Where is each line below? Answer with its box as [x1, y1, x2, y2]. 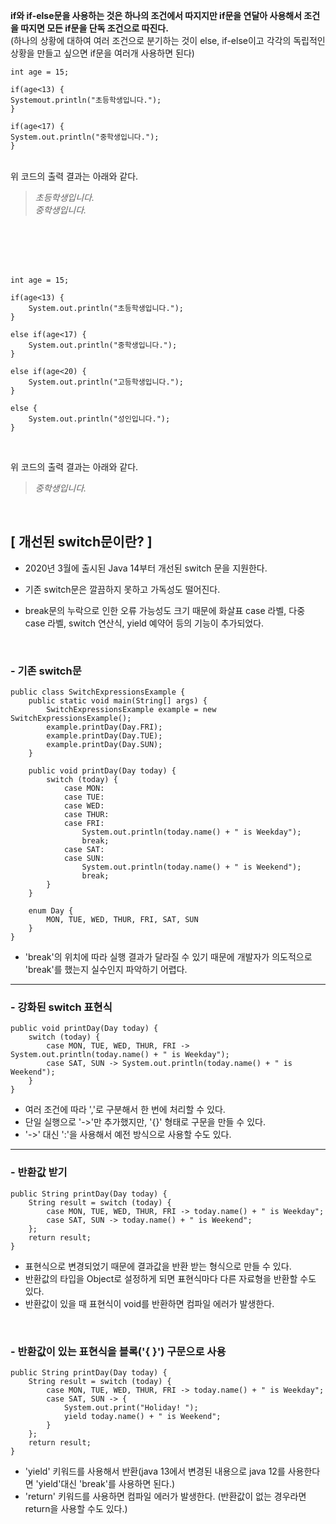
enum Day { [28, 906, 74, 916]
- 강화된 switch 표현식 [10, 1000, 113, 1014]
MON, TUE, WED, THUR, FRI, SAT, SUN [46, 915, 199, 925]
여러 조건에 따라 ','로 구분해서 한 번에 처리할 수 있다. [24, 1104, 226, 1116]
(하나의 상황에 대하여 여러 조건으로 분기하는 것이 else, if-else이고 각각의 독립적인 [10, 35, 326, 46]
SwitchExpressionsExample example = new [46, 705, 217, 715]
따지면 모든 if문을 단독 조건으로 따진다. [20, 22, 169, 34]
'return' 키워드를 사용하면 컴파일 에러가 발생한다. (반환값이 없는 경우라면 [24, 1490, 307, 1502]
